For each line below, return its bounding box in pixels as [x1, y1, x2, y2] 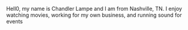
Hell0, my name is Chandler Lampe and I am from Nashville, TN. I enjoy [6, 5, 182, 12]
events [6, 18, 23, 25]
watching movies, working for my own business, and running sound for [6, 11, 182, 19]
